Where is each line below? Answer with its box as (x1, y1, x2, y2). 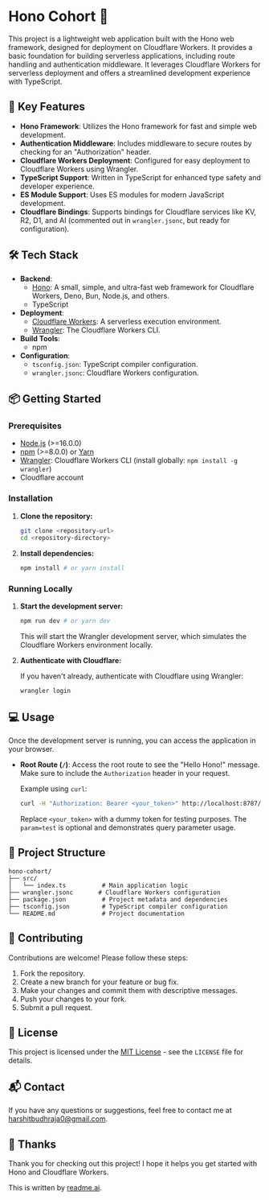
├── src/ (8, 874, 38, 882)
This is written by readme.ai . (8, 1182, 103, 1192)
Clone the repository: (19, 511, 93, 521)
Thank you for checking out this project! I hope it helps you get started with (8, 1158, 258, 1168)
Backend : (19, 274, 53, 283)
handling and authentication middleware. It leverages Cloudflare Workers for (8, 60, 261, 69)
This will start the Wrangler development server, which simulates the (19, 632, 247, 641)
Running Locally (8, 584, 73, 595)
